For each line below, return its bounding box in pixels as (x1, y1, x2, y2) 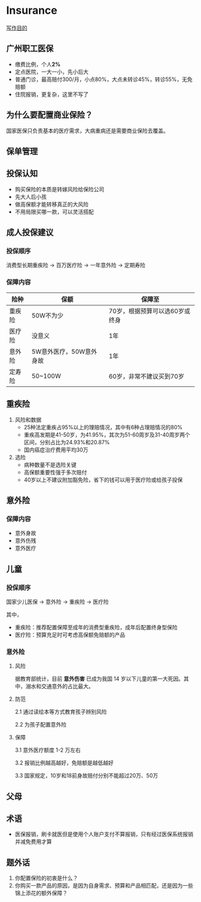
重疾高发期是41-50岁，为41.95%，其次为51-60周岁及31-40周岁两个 (23, 431, 190, 438)
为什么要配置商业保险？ (6, 110, 93, 120)
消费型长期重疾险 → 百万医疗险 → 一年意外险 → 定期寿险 (6, 262, 145, 269)
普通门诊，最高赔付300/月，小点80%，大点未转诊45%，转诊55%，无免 (14, 76, 193, 83)
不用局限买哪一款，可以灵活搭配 (14, 208, 94, 215)
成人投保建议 (6, 228, 54, 238)
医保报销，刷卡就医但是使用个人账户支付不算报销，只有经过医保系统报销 (14, 831, 193, 838)
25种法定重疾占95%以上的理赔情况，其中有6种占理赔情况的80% (23, 423, 183, 431)
